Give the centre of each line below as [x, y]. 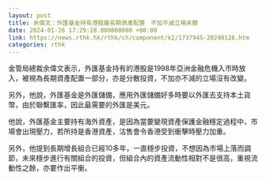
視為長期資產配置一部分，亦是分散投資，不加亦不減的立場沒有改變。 [140, 78]
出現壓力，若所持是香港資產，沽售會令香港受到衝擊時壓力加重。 [126, 132]
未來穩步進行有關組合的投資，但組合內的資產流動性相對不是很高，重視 [136, 158]
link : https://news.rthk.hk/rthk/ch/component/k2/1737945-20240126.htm [129, 37]
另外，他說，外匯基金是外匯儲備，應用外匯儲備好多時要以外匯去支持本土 [126, 95]
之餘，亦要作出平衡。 [57, 168]
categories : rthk [37, 45]
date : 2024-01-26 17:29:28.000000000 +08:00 [83, 30]
